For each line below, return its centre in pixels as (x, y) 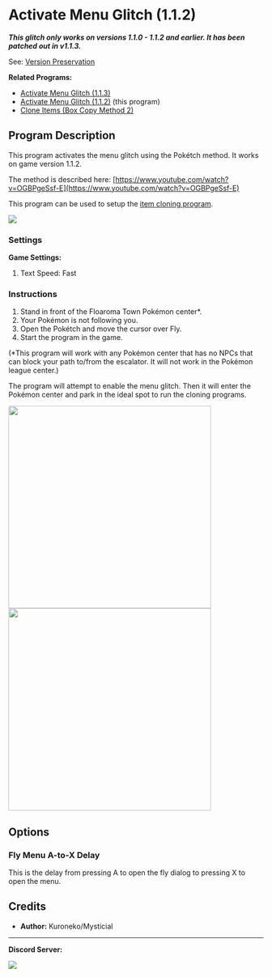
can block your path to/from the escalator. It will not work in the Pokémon (131, 362)
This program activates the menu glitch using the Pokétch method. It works (134, 155)
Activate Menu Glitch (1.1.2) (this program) (90, 101)
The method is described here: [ (62, 179)
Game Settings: (35, 257)
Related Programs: (40, 77)
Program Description (62, 136)
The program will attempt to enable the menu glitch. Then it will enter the (130, 386)
